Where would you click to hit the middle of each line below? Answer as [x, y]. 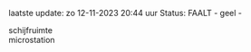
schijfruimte [31, 30]
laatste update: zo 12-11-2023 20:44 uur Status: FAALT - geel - [125, 13]
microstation [32, 40]
